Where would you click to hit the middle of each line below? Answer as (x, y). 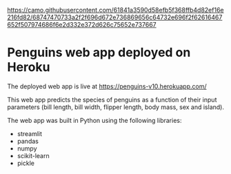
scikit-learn (33, 155)
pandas (28, 141)
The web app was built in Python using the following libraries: (94, 120)
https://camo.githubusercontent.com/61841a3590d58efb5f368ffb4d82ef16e (115, 10)
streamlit (30, 133)
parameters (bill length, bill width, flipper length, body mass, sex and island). (115, 107)
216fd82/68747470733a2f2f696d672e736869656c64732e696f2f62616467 (115, 17)
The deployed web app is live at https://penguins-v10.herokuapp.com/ (107, 86)
